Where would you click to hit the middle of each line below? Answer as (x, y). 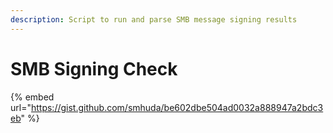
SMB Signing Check (94, 68)
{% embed (32, 97)
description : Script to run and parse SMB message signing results (154, 19)
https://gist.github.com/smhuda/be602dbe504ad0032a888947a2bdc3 (177, 107)
